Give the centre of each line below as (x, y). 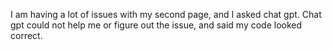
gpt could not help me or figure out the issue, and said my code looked (156, 25)
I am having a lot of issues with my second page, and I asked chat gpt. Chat (166, 14)
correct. (26, 35)
